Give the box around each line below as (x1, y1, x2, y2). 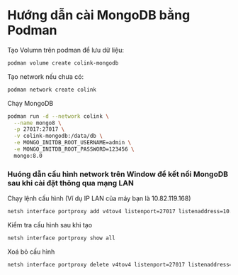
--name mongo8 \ (13, 119, 62, 126)
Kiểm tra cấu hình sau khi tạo (7, 220, 93, 229)
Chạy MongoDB (7, 99, 54, 107)
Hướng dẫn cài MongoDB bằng (7, 7, 191, 23)
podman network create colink (7, 86, 97, 93)
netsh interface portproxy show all (7, 234, 115, 242)
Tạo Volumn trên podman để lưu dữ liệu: (7, 45, 124, 54)
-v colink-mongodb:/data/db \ (13, 132, 103, 140)
